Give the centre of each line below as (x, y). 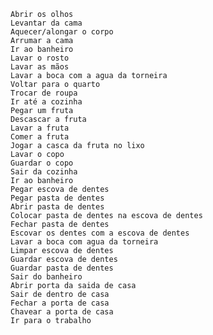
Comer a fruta (40, 137)
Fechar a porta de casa (60, 303)
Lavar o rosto (40, 58)
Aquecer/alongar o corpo (62, 32)
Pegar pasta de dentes (57, 198)
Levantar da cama (46, 23)
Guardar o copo (42, 163)
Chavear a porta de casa (62, 312)
